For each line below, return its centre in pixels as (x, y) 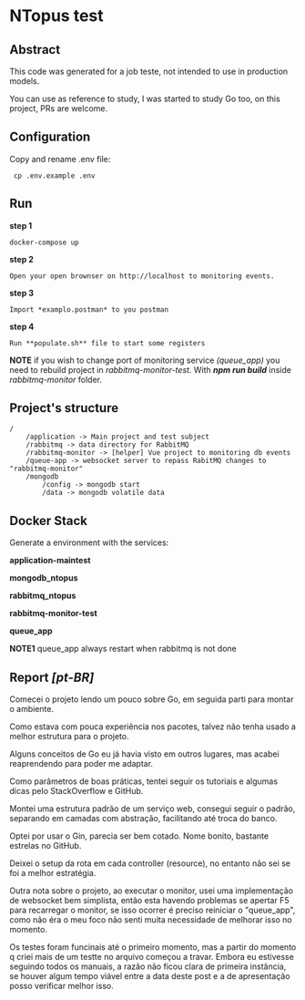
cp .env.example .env (54, 175)
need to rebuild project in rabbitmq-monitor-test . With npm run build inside (150, 369)
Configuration (50, 137)
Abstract (35, 50)
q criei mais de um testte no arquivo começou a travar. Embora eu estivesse (152, 957)
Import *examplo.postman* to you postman (89, 309)
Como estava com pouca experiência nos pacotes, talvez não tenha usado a (152, 727)
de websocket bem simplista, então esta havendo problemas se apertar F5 (149, 901)
